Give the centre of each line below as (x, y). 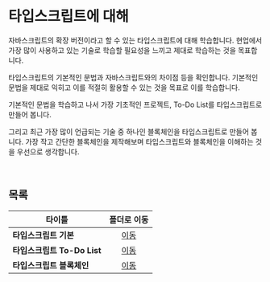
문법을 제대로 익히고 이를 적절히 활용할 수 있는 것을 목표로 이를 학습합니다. (124, 87)
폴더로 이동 (129, 219)
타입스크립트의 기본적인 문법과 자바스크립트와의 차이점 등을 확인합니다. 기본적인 (133, 77)
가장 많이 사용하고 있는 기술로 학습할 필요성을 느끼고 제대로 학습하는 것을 (122, 50)
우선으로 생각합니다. (48, 151)
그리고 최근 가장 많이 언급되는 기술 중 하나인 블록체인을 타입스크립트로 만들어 (129, 131)
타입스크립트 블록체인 (51, 265)
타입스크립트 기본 (44, 235)
